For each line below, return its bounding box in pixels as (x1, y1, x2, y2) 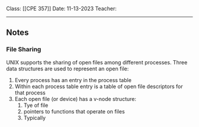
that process (14, 89, 46, 96)
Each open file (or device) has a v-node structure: (14, 95, 136, 102)
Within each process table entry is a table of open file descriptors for (14, 83, 183, 90)
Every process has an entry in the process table (14, 76, 132, 83)
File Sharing (6, 45, 41, 54)
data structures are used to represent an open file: (6, 65, 129, 72)
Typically (23, 114, 46, 121)
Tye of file (23, 102, 49, 109)
